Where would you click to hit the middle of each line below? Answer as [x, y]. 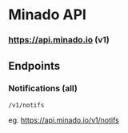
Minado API [47, 15]
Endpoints [34, 66]
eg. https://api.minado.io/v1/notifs [64, 120]
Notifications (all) [43, 88]
